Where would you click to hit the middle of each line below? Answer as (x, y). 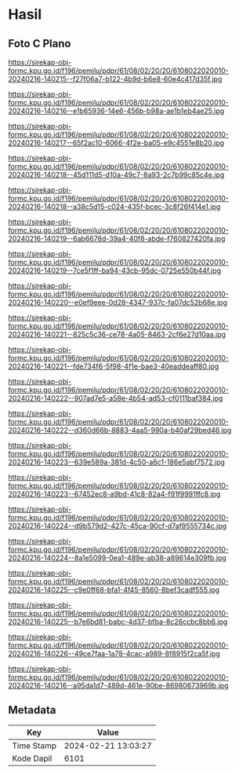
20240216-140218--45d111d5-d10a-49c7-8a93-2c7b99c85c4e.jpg (116, 175)
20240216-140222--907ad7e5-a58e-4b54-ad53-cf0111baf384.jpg (116, 398)
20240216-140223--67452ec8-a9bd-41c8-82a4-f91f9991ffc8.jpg (114, 494)
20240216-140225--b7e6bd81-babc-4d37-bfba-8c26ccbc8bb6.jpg (118, 622)
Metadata (32, 710)
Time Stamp (34, 746)
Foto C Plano (40, 44)
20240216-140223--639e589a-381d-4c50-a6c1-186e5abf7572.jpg (117, 462)
